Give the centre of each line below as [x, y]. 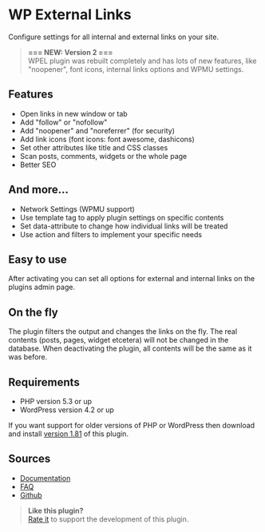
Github [31, 495]
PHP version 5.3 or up [56, 401]
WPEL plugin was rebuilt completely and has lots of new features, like [142, 61]
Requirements [44, 382]
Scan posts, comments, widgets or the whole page [103, 156]
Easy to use [38, 259]
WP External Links [70, 15]
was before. [28, 357]
